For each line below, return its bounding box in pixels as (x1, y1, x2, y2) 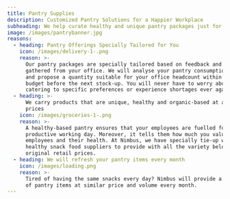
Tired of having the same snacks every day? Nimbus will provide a (25, 175, 222, 182)
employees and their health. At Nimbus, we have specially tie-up (25, 137, 219, 144)
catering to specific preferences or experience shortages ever (25, 86, 213, 93)
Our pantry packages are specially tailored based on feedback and (25, 61, 222, 68)
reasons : (7, 36, 32, 42)
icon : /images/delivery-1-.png (19, 49, 109, 55)
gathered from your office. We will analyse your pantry (25, 67, 192, 74)
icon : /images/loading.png (19, 162, 97, 170)
